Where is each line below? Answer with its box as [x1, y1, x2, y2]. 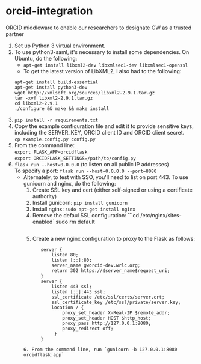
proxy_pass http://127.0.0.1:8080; [62, 320, 152, 326]
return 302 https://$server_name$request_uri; [51, 267, 170, 274]
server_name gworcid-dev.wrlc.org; [51, 262, 141, 268]
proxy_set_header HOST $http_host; [62, 315, 152, 321]
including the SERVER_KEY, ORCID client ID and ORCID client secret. [14, 129, 185, 136]
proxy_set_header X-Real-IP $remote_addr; [62, 309, 170, 316]
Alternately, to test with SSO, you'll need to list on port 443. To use [23, 173, 189, 181]
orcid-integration [5, 4, 93, 18]
